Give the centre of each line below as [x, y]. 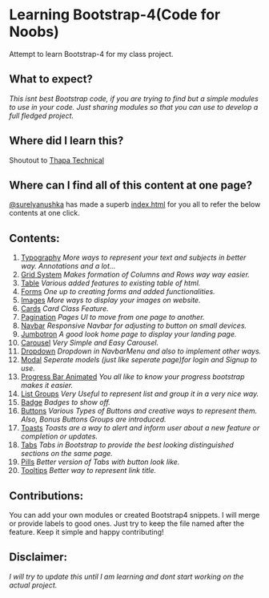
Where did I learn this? [66, 141]
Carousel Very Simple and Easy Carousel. [90, 343]
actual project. [33, 585]
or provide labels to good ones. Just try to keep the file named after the [127, 523]
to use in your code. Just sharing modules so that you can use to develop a [134, 107]
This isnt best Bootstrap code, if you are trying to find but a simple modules [134, 99]
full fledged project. [42, 115]
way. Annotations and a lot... [68, 266]
